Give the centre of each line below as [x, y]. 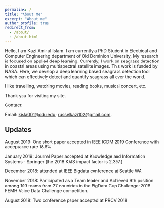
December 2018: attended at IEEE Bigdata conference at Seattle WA [73, 171]
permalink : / [18, 10]
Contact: [14, 105]
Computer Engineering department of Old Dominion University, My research [82, 56]
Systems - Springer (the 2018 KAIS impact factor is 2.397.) [64, 161]
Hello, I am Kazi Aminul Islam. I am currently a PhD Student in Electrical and [81, 51]
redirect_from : [21, 28]
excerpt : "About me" [26, 19]
